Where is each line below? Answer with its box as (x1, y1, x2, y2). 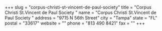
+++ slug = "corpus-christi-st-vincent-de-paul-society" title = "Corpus (5, 4, 151, 10)
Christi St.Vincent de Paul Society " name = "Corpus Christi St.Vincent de (5, 9, 156, 15)
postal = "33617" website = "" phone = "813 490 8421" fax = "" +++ (5, 20, 145, 26)
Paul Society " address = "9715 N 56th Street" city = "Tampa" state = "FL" (5, 15, 157, 20)
